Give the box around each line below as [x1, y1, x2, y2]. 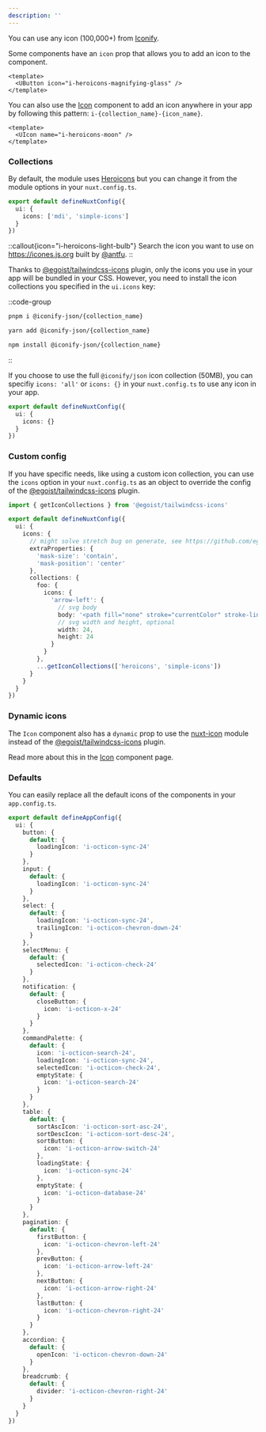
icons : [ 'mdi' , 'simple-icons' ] [22, 212, 129, 220]
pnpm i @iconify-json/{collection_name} [8, 313, 144, 320]
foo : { [36, 582, 59, 589]
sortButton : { [36, 1137, 83, 1146]
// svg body [58, 603, 97, 612]
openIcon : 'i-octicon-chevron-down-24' [36, 1351, 169, 1358]
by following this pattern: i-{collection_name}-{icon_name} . [8, 108, 203, 118]
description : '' [8, 11, 62, 20]
